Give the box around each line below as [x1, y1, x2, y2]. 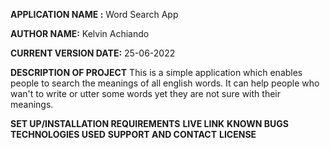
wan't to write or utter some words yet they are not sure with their [10, 88, 281, 99]
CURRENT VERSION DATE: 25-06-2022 [10, 47, 176, 59]
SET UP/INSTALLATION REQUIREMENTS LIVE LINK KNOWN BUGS [10, 118, 289, 129]
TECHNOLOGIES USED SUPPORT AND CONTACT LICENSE [10, 129, 257, 140]
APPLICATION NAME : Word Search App [10, 9, 179, 20]
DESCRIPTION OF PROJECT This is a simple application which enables [10, 67, 303, 78]
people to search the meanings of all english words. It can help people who [10, 77, 320, 89]
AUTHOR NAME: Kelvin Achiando [10, 28, 150, 39]
